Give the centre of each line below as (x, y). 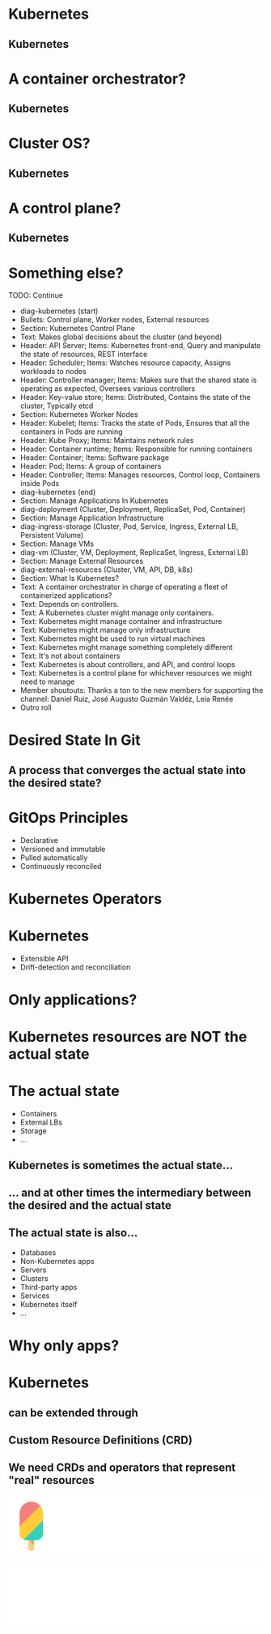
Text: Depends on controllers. (70, 604)
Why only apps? (64, 1346)
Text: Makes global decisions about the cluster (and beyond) (121, 337)
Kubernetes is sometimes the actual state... (121, 1165)
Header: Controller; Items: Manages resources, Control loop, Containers (140, 475)
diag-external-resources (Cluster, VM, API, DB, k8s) (106, 570)
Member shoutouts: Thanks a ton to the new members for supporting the (142, 690)
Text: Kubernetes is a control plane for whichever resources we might (136, 673)
